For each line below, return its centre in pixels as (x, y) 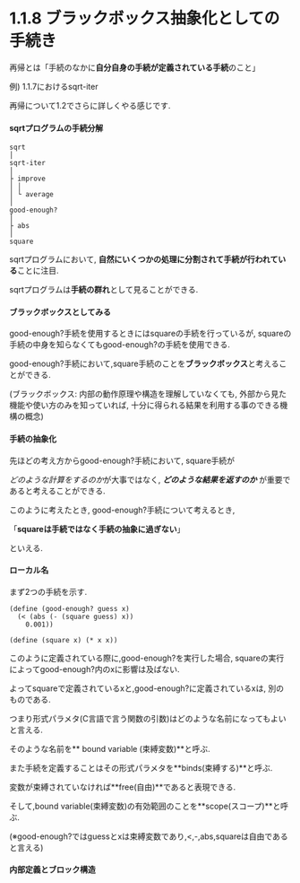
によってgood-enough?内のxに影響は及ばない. (95, 669)
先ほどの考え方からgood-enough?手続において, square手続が (122, 460)
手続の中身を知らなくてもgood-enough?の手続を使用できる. (120, 345)
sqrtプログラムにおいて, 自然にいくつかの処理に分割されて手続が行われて (144, 259)
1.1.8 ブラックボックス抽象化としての (145, 18)
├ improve (28, 179)
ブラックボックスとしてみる (60, 311)
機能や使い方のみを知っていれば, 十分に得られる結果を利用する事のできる (145, 406)
